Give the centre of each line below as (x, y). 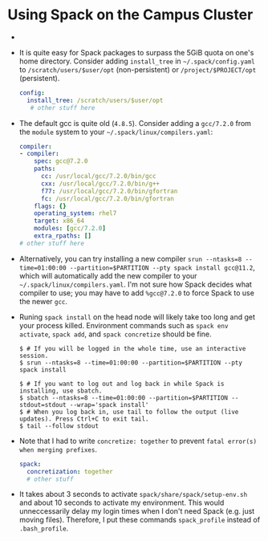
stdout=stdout (43, 405)
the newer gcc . (43, 301)
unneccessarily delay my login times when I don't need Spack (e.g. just (137, 511)
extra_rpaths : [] (63, 236)
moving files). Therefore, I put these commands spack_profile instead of (140, 520)
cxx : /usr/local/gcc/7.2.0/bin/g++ (100, 183)
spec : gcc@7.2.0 (61, 161)
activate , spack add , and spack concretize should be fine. (115, 334)
